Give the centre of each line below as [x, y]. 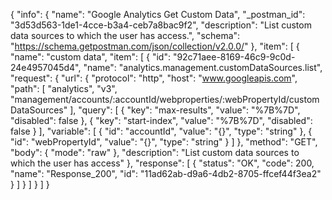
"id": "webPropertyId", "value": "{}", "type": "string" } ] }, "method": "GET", [164, 142]
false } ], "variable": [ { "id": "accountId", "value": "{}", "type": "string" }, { [161, 131]
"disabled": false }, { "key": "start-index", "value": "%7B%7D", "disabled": [161, 120]
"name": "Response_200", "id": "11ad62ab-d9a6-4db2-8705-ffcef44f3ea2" [166, 173]
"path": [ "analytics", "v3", [64, 88]
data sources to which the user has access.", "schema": [125, 35]
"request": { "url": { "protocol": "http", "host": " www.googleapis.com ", [154, 78]
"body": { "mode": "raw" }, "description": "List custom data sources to [155, 152]
